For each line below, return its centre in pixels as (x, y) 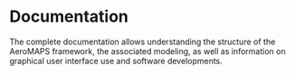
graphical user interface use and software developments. (116, 61)
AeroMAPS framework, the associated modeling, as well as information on (148, 51)
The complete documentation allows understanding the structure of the (143, 42)
